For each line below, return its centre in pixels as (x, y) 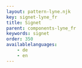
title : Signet (24, 22)
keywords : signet (28, 34)
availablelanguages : (32, 45)
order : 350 (20, 39)
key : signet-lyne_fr (32, 17)
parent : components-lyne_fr (41, 28)
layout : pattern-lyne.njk (38, 12)
